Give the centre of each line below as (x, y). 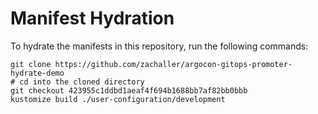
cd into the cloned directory (82, 82)
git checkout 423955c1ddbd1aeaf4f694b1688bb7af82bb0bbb (129, 90)
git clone (31, 64)
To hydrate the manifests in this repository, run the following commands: (159, 46)
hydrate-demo (37, 73)
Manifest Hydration (92, 18)
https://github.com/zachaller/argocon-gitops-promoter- (173, 64)
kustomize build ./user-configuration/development (118, 99)
